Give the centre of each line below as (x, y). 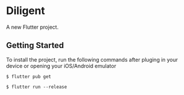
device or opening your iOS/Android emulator (61, 66)
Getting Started (35, 45)
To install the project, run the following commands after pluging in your (92, 59)
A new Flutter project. (32, 27)
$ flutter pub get (29, 77)
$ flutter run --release (37, 87)
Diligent (26, 11)
